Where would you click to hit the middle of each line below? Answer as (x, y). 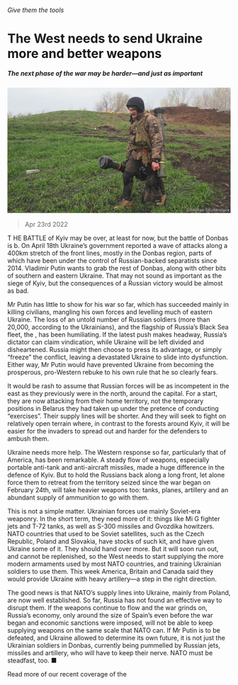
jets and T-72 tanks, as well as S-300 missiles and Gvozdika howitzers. (111, 526)
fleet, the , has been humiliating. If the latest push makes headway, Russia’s (118, 335)
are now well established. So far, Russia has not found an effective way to (115, 600)
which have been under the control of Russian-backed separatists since (112, 261)
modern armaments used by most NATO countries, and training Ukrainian (114, 564)
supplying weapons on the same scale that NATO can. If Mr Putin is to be (114, 630)
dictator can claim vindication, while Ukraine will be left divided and (106, 342)
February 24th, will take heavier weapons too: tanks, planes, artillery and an (118, 490)
